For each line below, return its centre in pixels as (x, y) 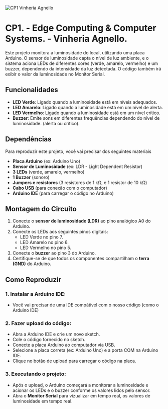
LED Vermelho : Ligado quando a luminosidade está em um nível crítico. (86, 113)
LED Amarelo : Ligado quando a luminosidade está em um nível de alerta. (88, 107)
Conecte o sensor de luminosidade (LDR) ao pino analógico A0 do (81, 221)
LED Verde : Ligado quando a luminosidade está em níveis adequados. (85, 102)
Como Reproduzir (33, 279)
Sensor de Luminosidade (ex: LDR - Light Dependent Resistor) (77, 167)
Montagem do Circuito (41, 209)
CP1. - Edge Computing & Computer (81, 28)
